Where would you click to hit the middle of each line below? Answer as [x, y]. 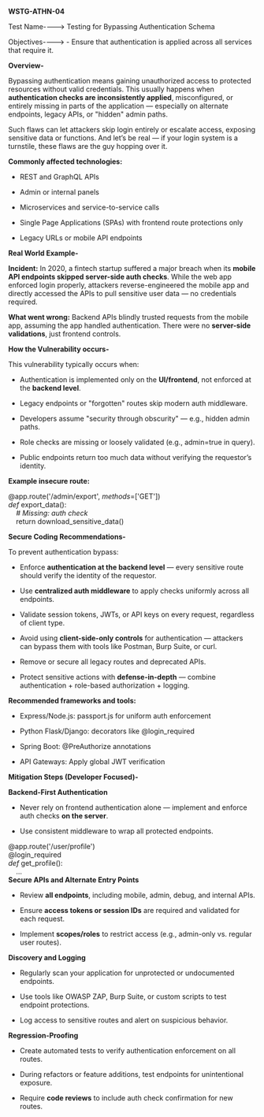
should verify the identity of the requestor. [88, 575]
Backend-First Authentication [58, 792]
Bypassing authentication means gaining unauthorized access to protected [130, 81]
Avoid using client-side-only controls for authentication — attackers [131, 638]
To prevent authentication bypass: [63, 552]
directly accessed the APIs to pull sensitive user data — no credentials [123, 293]
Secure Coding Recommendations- [67, 536]
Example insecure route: [49, 481]
